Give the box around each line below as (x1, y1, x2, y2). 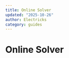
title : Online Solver (5, 7, 52, 13)
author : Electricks (5, 17, 47, 22)
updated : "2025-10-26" (5, 12, 54, 17)
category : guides (5, 22, 42, 27)
